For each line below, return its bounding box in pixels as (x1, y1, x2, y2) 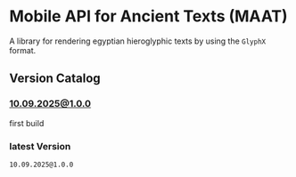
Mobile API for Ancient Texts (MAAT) (9, 6, 288, 27)
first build (9, 117, 45, 128)
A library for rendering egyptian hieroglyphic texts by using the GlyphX (9, 36, 266, 46)
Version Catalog (9, 71, 101, 86)
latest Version (9, 140, 71, 152)
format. (9, 44, 37, 55)
